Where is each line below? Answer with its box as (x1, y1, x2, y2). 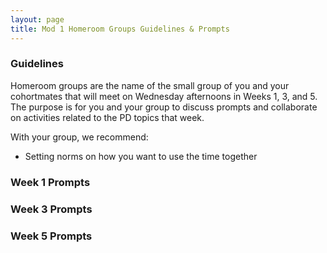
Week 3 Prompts (10, 202, 93, 216)
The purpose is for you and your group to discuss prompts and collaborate (10, 101, 318, 113)
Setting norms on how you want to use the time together (24, 150, 258, 162)
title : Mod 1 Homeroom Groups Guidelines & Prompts (10, 24, 230, 34)
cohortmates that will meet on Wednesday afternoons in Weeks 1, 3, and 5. (10, 90, 318, 102)
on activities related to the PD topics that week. (10, 111, 205, 123)
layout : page (10, 14, 65, 25)
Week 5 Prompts (10, 229, 93, 243)
